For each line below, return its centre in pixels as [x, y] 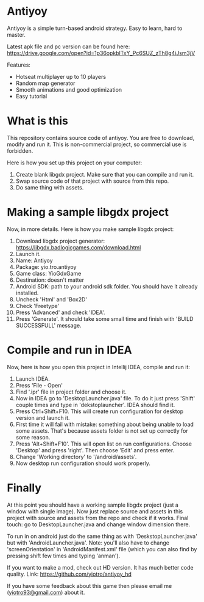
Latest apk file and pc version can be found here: [69, 46]
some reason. [33, 437]
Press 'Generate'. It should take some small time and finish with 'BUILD [104, 318]
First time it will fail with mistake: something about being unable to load [105, 424]
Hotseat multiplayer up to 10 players [61, 76]
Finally [24, 488]
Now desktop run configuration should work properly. [83, 463]
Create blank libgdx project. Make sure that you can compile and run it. [105, 174]
